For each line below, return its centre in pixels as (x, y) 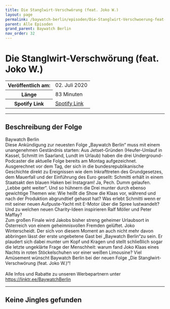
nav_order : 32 (20, 33)
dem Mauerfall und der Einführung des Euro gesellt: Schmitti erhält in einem (84, 177)
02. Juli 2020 (71, 85)
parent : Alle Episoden (29, 24)
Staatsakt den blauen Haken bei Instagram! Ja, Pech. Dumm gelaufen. (78, 182)
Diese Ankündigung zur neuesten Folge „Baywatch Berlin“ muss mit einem (83, 144)
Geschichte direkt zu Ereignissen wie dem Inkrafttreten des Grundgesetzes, (84, 171)
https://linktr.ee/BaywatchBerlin (38, 279)
